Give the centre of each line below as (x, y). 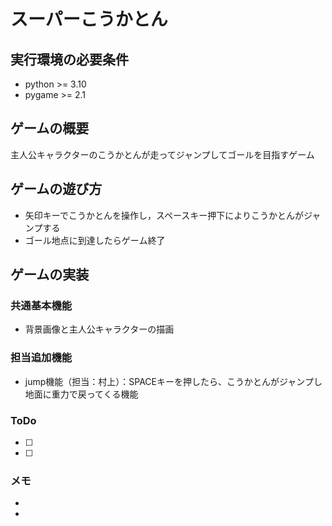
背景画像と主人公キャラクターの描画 (99, 329)
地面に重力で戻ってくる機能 (81, 394)
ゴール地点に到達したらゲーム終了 (95, 240)
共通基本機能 (41, 305)
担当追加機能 (41, 358)
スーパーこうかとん (89, 19)
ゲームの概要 (50, 128)
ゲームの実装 (50, 275)
